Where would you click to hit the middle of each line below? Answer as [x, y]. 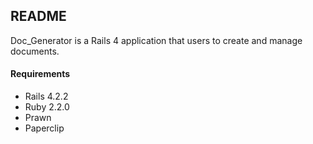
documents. [35, 51]
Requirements [40, 74]
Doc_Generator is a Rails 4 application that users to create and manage [156, 40]
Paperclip [44, 128]
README [38, 16]
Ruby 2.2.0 [47, 107]
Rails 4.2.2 [46, 96]
